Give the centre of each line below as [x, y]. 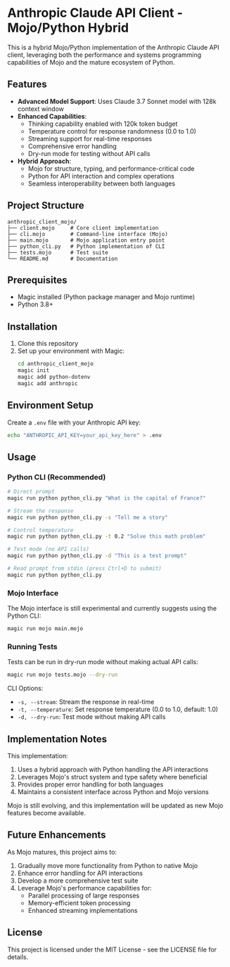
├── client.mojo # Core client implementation [83, 228]
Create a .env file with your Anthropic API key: [74, 422]
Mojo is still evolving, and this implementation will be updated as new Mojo [115, 805]
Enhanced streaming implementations [83, 910]
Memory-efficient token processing [79, 903]
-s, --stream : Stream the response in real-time [86, 702]
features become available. [46, 812]
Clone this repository [48, 344]
